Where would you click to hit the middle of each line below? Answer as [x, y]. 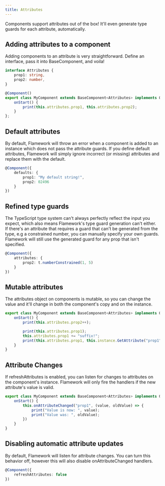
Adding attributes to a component [58, 45]
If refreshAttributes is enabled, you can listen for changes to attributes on [79, 377]
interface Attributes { [29, 70]
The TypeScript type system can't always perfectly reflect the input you [78, 218]
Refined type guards [37, 206]
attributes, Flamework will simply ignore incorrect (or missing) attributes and [82, 154]
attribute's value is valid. [30, 387]
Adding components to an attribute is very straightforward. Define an [75, 56]
